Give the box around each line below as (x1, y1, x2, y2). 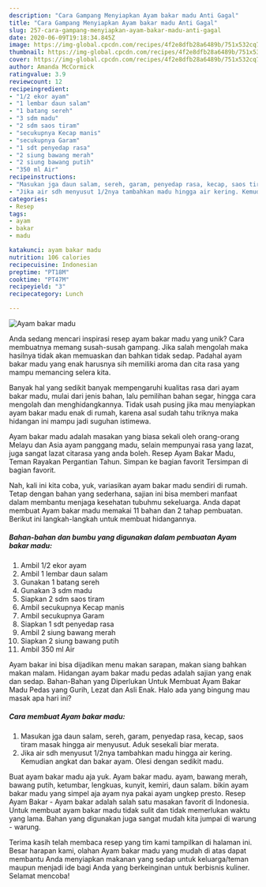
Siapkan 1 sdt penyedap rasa (20, 619, 114, 629)
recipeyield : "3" (9, 283, 66, 291)
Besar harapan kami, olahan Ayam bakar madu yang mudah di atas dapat (9, 846, 247, 855)
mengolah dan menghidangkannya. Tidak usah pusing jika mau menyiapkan (9, 400, 256, 409)
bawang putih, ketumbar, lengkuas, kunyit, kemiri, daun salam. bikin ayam (9, 780, 249, 790)
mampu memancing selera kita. (9, 368, 111, 377)
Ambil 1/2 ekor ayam (20, 560, 87, 569)
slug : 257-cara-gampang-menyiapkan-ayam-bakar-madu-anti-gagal (9, 26, 222, 34)
